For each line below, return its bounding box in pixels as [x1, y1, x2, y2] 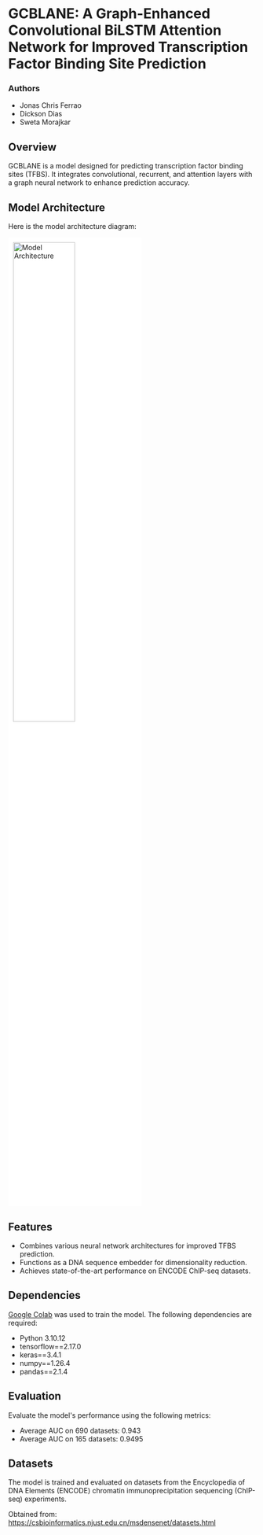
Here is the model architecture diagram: [8, 222, 137, 231]
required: [8, 1318, 38, 1327]
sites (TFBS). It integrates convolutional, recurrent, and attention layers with [8, 170, 253, 179]
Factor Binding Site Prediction [8, 55, 206, 73]
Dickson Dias [19, 109, 63, 119]
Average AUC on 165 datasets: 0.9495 [19, 1434, 144, 1444]
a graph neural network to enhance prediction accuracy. [8, 178, 190, 187]
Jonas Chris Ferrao [19, 101, 82, 110]
